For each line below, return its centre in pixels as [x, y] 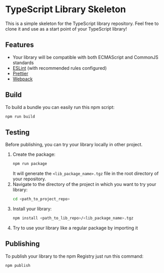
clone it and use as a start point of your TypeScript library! [66, 29]
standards [23, 63]
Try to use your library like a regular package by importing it [75, 228]
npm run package [30, 164]
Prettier [20, 73]
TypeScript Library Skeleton [65, 9]
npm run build [20, 116]
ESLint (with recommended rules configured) [60, 68]
